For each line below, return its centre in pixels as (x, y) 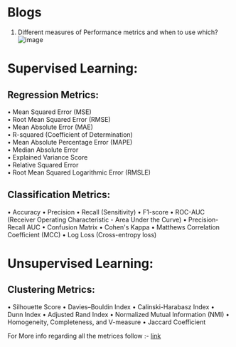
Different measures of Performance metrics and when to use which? (118, 32)
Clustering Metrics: (51, 290)
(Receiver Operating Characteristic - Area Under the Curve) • (97, 219)
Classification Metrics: (59, 195)
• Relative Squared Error (43, 165)
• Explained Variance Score (48, 157)
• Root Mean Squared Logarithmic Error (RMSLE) (79, 172)
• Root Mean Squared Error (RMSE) (59, 119)
